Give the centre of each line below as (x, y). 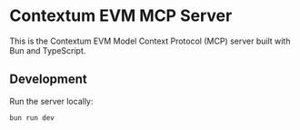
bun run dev (32, 118)
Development (49, 80)
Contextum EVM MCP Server (121, 16)
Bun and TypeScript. (48, 50)
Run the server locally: (51, 101)
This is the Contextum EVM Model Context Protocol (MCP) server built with (150, 41)
